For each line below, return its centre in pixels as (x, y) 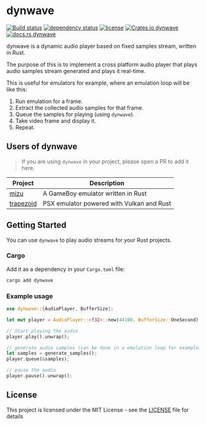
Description (107, 183)
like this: (17, 89)
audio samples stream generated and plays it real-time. (76, 71)
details (15, 416)
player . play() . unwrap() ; (38, 337)
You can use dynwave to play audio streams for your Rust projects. (89, 240)
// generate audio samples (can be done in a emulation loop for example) (104, 348)
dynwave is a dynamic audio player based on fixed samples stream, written (101, 46)
